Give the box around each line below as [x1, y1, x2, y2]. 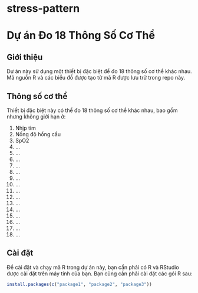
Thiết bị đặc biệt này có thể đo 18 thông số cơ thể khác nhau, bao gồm [6, 107, 179, 114]
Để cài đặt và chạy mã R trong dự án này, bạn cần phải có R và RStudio [6, 264, 179, 271]
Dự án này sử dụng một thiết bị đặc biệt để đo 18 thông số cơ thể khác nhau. [6, 68, 192, 75]
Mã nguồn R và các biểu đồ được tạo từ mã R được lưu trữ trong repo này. [6, 74, 185, 81]
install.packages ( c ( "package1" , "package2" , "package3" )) [6, 281, 152, 287]
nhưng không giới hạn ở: [6, 113, 66, 120]
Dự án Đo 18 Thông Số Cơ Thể [6, 29, 156, 42]
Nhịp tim [15, 124, 36, 131]
